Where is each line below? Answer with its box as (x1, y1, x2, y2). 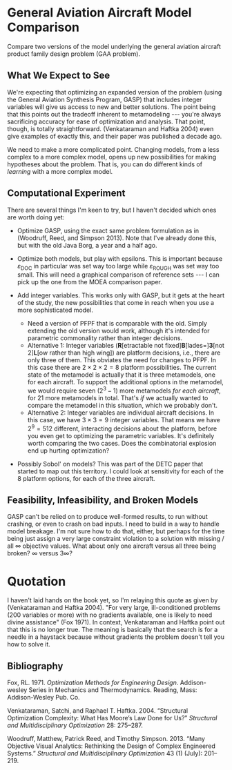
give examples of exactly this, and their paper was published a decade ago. (7, 132, 222, 140)
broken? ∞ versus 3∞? (7, 549, 72, 557)
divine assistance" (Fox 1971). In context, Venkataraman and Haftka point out (7, 618, 225, 626)
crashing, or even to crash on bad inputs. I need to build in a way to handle (7, 520, 220, 529)
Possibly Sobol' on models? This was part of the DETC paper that (17, 460, 204, 468)
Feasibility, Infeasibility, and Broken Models (7, 495, 199, 506)
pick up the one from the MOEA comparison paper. (17, 278, 162, 286)
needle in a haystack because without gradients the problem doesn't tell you (7, 633, 225, 641)
